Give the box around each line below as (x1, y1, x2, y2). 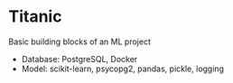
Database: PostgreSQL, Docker (21, 53, 138, 64)
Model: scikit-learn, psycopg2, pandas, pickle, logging (21, 63, 225, 74)
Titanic (8, 6, 62, 27)
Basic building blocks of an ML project (8, 36, 151, 47)
